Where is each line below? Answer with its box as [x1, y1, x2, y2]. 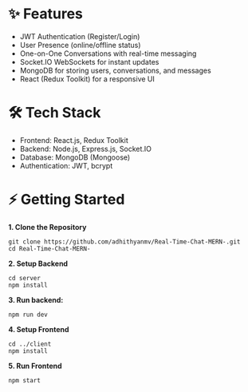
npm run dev [8, 311, 48, 319]
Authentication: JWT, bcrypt [19, 160, 113, 170]
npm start [8, 376, 41, 384]
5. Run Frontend [8, 361, 62, 370]
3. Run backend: [8, 295, 64, 304]
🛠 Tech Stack [8, 104, 101, 122]
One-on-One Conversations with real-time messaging [19, 49, 197, 58]
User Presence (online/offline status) [19, 40, 141, 49]
